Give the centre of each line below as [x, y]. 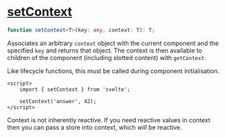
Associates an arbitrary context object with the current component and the [113, 43]
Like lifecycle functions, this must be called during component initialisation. [113, 71]
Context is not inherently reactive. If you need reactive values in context [109, 120]
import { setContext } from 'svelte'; [75, 89]
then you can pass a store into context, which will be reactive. [94, 127]
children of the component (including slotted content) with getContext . [106, 57]
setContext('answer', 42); [58, 101]
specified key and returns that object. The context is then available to [105, 50]
